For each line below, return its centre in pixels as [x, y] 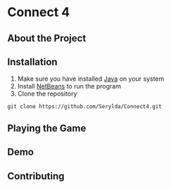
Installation [32, 61]
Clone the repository [47, 94]
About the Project [47, 38]
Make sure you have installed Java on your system [91, 79]
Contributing [36, 176]
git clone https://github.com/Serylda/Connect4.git [84, 107]
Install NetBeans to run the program [69, 86]
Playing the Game [47, 128]
